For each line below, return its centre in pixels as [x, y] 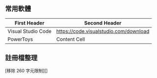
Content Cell [70, 39]
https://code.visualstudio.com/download [103, 31]
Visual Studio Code [29, 31]
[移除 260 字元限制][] [26, 71]
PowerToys [20, 39]
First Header [29, 23]
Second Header [103, 23]
